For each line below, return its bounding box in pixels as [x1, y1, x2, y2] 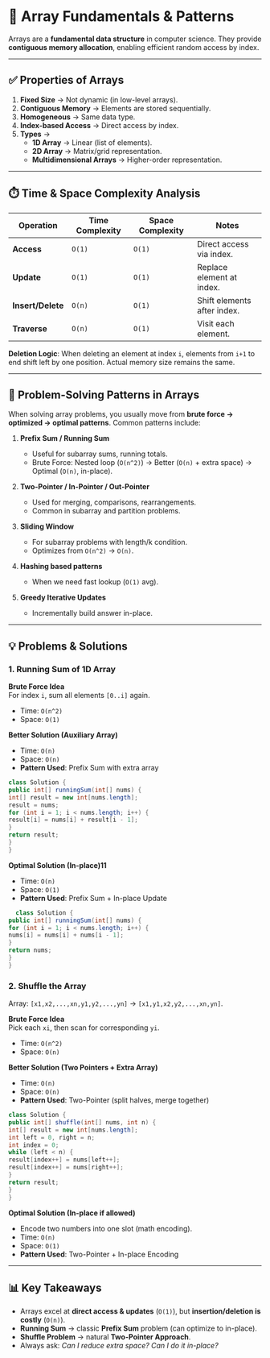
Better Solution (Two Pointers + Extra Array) [8, 1063, 158, 1073]
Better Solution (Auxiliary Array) [8, 730, 118, 740]
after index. [196, 305, 240, 316]
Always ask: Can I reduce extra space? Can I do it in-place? [19, 1341, 219, 1351]
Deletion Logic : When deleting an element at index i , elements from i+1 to [8, 348, 256, 358]
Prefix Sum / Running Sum [19, 434, 110, 443]
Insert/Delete [12, 300, 64, 311]
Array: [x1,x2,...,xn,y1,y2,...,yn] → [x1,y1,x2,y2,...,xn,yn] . [8, 999, 223, 1008]
